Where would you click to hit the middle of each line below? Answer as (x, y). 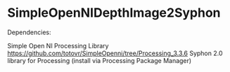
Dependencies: (29, 32)
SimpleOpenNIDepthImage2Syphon (114, 13)
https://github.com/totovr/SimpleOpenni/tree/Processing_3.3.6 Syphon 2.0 (115, 53)
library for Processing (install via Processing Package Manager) (100, 60)
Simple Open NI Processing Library (58, 45)
